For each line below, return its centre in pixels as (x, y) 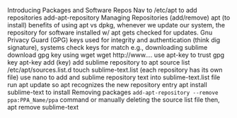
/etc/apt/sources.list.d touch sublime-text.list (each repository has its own (115, 70)
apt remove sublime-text (43, 107)
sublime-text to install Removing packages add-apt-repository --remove (113, 92)
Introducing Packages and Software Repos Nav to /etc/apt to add (102, 10)
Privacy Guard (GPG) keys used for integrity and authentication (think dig (114, 40)
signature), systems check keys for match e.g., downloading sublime (108, 47)
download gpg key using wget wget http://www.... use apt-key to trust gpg (116, 55)
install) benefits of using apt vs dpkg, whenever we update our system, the (116, 25)
